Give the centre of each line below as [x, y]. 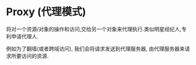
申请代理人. [25, 36]
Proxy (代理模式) [46, 12]
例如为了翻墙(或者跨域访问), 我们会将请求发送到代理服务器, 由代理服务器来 [96, 48]
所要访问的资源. [30, 56]
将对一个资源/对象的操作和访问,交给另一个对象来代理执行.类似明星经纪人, [94, 29]
